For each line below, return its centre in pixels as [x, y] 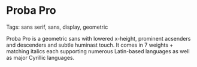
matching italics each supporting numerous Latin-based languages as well [98, 51]
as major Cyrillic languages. [40, 57]
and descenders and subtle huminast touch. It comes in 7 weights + [90, 45]
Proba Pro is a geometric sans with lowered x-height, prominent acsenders [99, 38]
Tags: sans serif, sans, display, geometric [57, 27]
